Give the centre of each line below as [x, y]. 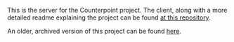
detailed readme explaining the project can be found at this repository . [109, 17]
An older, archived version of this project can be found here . [94, 31]
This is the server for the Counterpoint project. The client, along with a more [117, 10]
